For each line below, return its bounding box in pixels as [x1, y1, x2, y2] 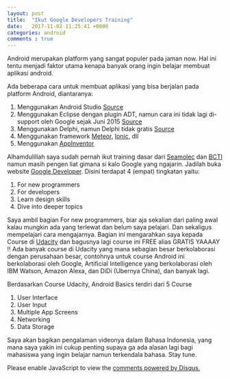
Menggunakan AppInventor [16, 139, 94, 148]
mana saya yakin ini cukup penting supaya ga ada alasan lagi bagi [7, 343, 193, 352]
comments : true [7, 36, 53, 43]
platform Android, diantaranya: [7, 90, 94, 98]
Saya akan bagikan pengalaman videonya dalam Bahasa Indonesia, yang [7, 336, 212, 344]
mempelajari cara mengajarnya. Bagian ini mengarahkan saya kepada [7, 231, 203, 239]
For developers [16, 188, 60, 196]
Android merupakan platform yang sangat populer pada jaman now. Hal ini [7, 54, 217, 62]
